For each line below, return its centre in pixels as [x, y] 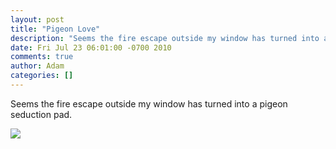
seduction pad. [41, 114]
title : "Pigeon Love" [55, 29]
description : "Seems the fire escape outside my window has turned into [165, 38]
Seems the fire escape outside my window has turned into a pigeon [149, 103]
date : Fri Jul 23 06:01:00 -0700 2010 [91, 47]
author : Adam [37, 66]
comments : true [42, 57]
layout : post [37, 19]
